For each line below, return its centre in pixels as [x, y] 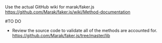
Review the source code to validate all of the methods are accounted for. [85, 30]
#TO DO [13, 21]
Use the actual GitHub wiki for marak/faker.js [50, 7]
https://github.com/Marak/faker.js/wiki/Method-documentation [68, 12]
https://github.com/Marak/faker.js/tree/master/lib [61, 36]
